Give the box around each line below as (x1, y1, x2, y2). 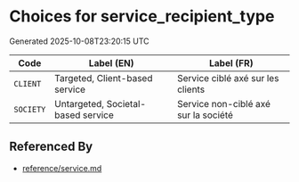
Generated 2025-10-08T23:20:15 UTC (9, 36, 149, 46)
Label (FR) (208, 56, 254, 69)
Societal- (106, 97, 147, 110)
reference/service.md (21, 162, 102, 173)
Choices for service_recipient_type (9, 6, 275, 27)
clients (176, 83, 206, 95)
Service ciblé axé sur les (176, 71, 279, 84)
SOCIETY (13, 104, 46, 114)
